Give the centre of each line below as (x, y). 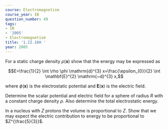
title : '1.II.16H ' (26, 42)
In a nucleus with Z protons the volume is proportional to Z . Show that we (81, 110)
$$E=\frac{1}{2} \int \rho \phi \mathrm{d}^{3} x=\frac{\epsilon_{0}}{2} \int (84, 71)
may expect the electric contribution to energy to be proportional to (75, 116)
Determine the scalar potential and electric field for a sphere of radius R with (84, 95)
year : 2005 (17, 47)
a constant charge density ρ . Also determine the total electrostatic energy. (82, 101)
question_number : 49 (27, 19)
